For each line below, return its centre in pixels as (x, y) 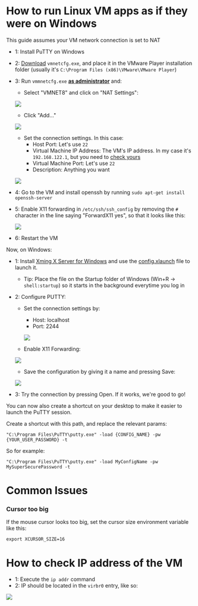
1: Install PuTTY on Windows (50, 51)
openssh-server (34, 198)
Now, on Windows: (29, 249)
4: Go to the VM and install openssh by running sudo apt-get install (100, 192)
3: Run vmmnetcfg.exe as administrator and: (68, 81)
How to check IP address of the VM (95, 563)
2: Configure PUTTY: (40, 296)
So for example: (26, 451)
